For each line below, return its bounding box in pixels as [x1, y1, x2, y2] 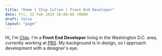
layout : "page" [5, 21, 37, 26]
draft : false [5, 16, 32, 21]
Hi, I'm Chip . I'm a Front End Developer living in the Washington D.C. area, [5, 35, 158, 41]
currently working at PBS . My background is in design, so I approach [5, 40, 146, 46]
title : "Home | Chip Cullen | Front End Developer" [5, 7, 115, 12]
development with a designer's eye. [5, 45, 79, 51]
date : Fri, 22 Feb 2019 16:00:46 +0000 [5, 12, 88, 17]
